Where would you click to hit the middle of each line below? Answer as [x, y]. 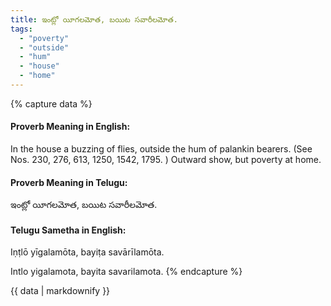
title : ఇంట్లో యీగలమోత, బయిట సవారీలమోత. [94, 19]
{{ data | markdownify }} [60, 291]
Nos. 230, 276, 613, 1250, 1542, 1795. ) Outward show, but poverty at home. [166, 160]
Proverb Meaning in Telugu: [69, 182]
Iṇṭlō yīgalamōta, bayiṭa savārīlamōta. [87, 252]
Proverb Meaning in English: [70, 127]
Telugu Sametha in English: [68, 230]
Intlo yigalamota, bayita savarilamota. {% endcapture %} [126, 272]
